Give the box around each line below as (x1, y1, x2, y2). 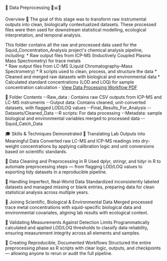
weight (5, 143, 19, 149)
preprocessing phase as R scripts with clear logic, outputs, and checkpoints (5, 245, 161, 251)
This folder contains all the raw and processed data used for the (5, 42, 137, 48)
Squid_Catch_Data (5, 121, 43, 127)
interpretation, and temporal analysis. (5, 32, 82, 38)
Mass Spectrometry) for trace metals (5, 58, 81, 64)
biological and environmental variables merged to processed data (5, 115, 140, 121)
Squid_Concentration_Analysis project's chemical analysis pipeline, (5, 47, 143, 53)
